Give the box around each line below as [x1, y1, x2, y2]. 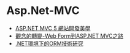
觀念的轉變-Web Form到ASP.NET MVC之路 [15, 32, 124, 40]
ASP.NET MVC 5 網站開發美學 [15, 24, 91, 32]
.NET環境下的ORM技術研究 [15, 40, 84, 47]
